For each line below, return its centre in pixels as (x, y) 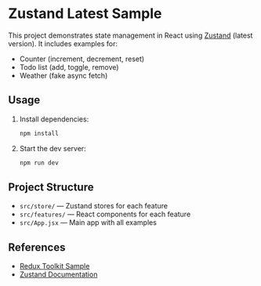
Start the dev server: (53, 148)
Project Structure (51, 187)
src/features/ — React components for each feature (105, 214)
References (37, 247)
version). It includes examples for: (63, 43)
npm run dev (39, 163)
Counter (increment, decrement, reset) (82, 59)
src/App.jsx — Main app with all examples (88, 223)
